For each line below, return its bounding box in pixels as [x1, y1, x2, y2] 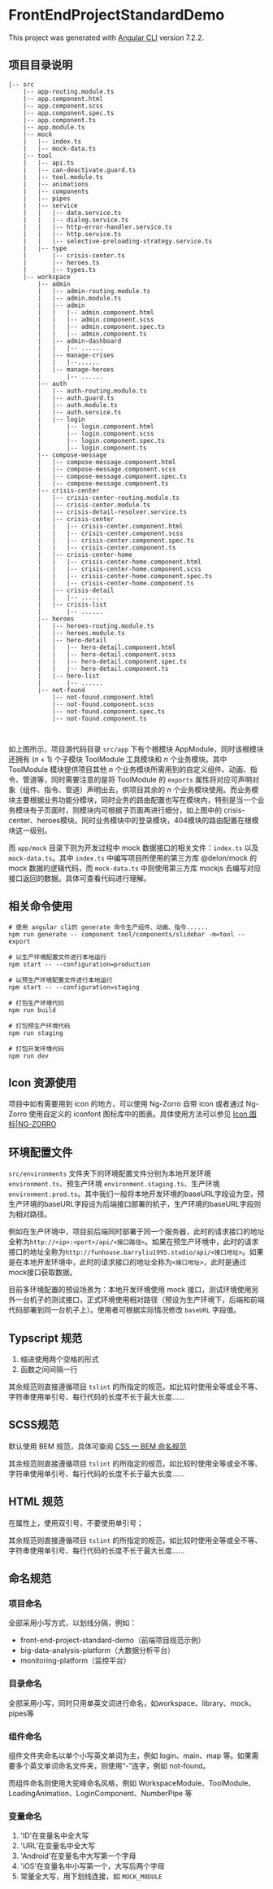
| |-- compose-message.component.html [37, 458, 176, 466]
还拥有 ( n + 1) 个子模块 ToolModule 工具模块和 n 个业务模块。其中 [8, 754, 227, 764]
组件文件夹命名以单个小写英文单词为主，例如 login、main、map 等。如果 [8, 1751, 252, 1760]
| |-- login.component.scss [37, 429, 154, 437]
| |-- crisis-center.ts [23, 251, 126, 260]
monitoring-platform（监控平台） [19, 1655, 132, 1666]
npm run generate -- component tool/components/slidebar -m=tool [8, 930, 234, 938]
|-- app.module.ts [23, 123, 85, 131]
